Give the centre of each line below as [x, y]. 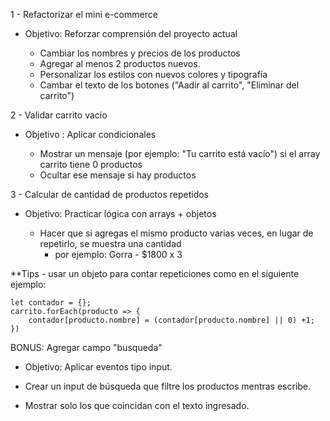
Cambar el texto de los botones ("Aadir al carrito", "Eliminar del [169, 85]
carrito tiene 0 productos [91, 164]
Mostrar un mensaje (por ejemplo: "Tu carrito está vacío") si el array [180, 153]
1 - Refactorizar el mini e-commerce [84, 14]
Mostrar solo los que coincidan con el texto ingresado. [137, 405]
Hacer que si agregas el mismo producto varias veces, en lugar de [176, 233]
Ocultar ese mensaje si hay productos [118, 175]
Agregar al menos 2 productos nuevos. [120, 63]
